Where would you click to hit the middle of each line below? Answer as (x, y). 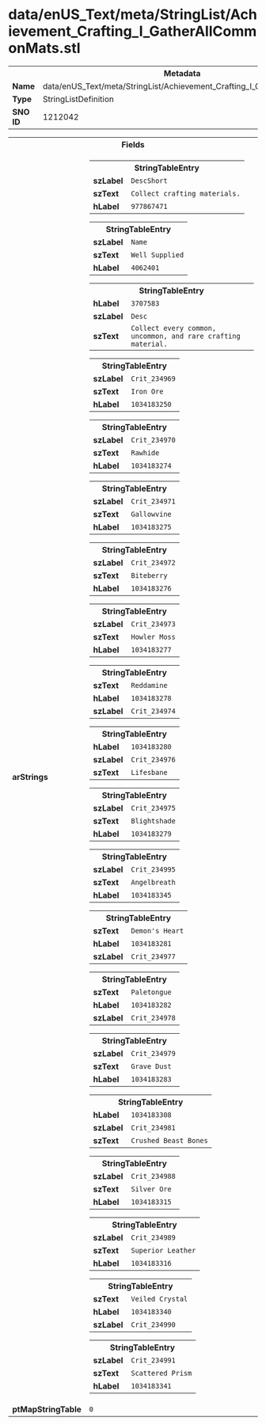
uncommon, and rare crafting (185, 336)
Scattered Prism (161, 1373)
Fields (133, 144)
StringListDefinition (78, 99)
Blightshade (153, 821)
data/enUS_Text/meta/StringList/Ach (133, 15)
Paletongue (151, 992)
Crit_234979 (153, 1053)
